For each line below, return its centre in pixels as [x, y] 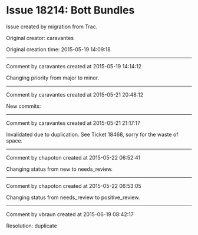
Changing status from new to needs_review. [60, 169]
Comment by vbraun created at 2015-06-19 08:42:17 [70, 214]
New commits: [24, 106]
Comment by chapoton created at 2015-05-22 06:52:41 [73, 157]
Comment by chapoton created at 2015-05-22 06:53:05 [74, 186]
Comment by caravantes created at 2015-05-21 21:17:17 [73, 123]
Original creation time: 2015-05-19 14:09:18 [58, 49]
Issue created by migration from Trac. [52, 27]
